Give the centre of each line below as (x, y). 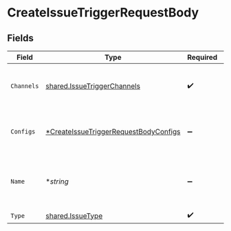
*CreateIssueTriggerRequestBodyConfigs (113, 132)
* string (57, 181)
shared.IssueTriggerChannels (93, 86)
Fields (21, 38)
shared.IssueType (74, 216)
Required (202, 57)
